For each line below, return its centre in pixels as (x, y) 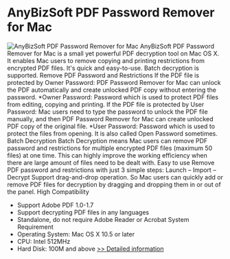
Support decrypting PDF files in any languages (83, 212)
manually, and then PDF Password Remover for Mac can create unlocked (110, 119)
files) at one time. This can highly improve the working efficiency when (107, 155)
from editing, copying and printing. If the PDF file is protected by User (106, 104)
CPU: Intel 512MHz (44, 241)
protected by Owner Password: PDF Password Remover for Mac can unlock (114, 82)
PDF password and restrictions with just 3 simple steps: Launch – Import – (112, 170)
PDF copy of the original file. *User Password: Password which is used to (111, 126)
